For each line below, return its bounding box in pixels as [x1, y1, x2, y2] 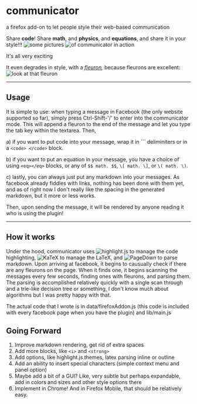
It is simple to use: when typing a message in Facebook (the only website [6, 108, 183, 115]
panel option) [14, 366, 47, 374]
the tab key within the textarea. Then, [6, 127, 96, 134]
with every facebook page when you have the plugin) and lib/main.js [6, 309, 171, 316]
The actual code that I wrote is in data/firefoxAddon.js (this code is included [6, 303, 189, 310]
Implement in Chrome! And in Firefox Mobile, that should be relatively [14, 385, 182, 392]
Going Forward [6, 325, 62, 335]
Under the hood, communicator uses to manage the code [6, 247, 178, 254]
